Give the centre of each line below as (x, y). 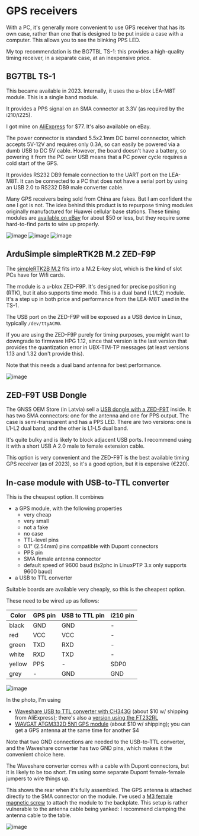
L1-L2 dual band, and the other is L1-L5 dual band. (67, 428)
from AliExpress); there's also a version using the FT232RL (86, 718)
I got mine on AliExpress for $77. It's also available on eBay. (78, 126)
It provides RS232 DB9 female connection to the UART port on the (87, 175)
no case (33, 534)
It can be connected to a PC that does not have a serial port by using (104, 181)
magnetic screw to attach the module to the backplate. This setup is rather (97, 803)
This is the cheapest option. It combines (55, 497)
